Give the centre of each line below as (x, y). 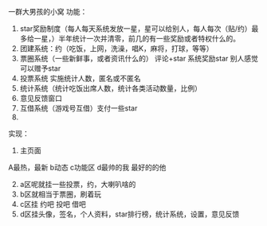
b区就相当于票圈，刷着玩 (61, 194)
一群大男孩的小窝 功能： (48, 12)
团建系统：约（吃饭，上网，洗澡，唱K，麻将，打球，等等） (116, 49)
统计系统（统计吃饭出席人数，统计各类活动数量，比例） (110, 88)
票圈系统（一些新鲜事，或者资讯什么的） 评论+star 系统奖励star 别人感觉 (139, 58)
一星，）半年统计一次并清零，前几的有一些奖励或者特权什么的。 (137, 39)
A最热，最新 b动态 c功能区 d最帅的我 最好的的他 (87, 167)
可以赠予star (40, 68)
